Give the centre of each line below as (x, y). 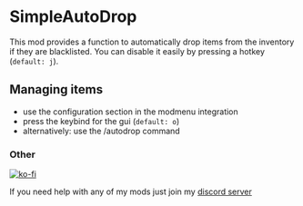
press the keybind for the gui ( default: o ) (101, 121)
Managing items (56, 89)
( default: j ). (34, 61)
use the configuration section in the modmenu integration (130, 112)
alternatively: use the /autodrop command (101, 131)
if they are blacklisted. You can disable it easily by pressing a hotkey (137, 51)
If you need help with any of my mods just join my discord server (131, 191)
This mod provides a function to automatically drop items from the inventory (152, 42)
